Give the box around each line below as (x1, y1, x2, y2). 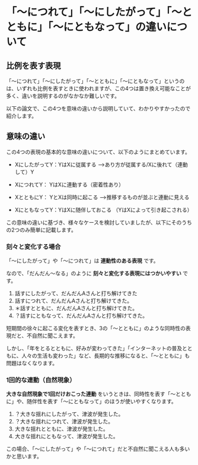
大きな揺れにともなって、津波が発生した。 (14, 433, 119, 440)
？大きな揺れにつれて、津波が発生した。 (14, 418, 114, 425)
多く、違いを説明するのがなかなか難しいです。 (6, 93, 120, 99)
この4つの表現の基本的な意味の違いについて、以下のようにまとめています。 (6, 148, 191, 155)
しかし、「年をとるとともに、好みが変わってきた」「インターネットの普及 (6, 345, 183, 352)
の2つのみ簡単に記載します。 (6, 226, 77, 233)
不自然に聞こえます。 (26, 332, 79, 339)
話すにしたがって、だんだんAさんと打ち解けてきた (14, 290, 138, 297)
